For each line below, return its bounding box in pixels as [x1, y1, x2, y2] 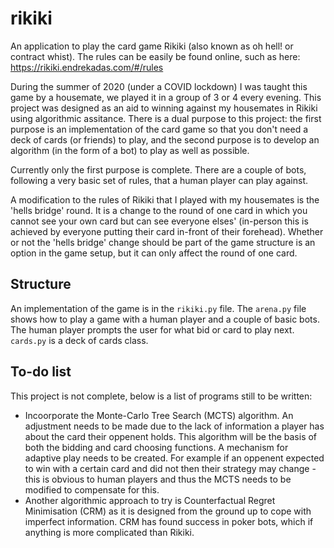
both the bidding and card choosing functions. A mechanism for [24, 441, 289, 453]
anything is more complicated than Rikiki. [24, 526, 195, 538]
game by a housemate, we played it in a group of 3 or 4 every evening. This [10, 91, 322, 103]
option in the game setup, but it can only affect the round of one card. [10, 247, 298, 259]
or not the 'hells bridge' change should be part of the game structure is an [10, 236, 316, 248]
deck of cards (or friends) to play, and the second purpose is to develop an [10, 133, 320, 146]
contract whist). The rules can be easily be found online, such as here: [10, 50, 301, 62]
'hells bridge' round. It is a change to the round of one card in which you [10, 204, 308, 216]
